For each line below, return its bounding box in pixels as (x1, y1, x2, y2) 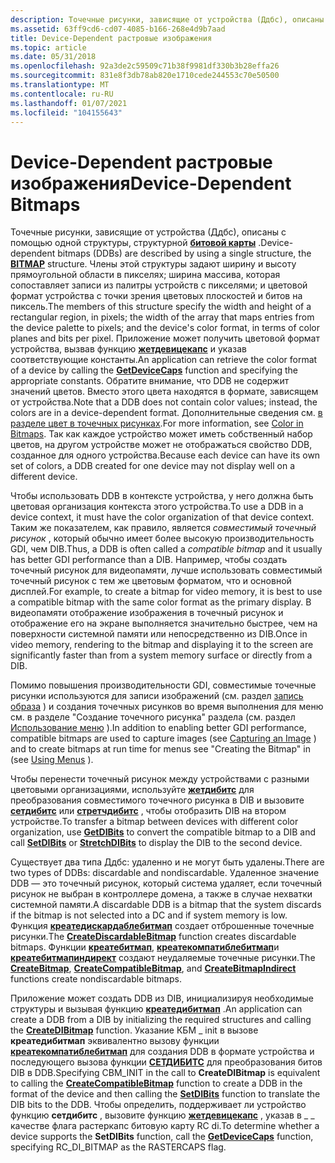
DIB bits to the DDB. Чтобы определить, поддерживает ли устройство (10, 1099, 307, 1111)
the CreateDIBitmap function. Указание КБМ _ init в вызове (10, 1024, 259, 1036)
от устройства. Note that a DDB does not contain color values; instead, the (10, 396, 318, 408)
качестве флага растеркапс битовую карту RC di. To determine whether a (10, 1120, 320, 1132)
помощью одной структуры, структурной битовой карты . (10, 237, 262, 249)
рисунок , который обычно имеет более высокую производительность (10, 532, 315, 545)
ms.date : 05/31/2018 (10, 52, 97, 62)
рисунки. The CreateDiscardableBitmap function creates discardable (10, 931, 297, 943)
